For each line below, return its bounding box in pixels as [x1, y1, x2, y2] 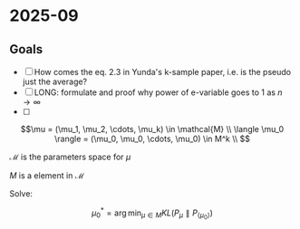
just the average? [22, 76, 88, 87]
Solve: [9, 188, 34, 199]
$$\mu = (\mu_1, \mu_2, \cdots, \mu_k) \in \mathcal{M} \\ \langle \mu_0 [20, 124, 285, 134]
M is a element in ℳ [9, 170, 84, 181]
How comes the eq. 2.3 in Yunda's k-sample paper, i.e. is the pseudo [34, 67, 292, 77]
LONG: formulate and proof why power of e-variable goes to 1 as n [34, 87, 283, 98]
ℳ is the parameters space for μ [9, 151, 131, 162]
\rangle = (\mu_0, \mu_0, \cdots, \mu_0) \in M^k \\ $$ [53, 133, 251, 144]
